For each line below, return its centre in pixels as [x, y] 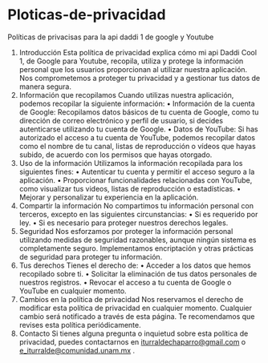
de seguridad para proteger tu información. [91, 256]
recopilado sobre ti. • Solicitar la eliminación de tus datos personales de [138, 273]
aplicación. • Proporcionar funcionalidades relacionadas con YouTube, [136, 180]
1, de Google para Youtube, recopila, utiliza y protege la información [131, 61]
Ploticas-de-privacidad [87, 15]
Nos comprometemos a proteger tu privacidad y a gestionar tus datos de [140, 78]
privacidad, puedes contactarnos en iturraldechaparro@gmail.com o [132, 341]
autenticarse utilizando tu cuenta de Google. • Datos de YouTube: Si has [138, 129]
